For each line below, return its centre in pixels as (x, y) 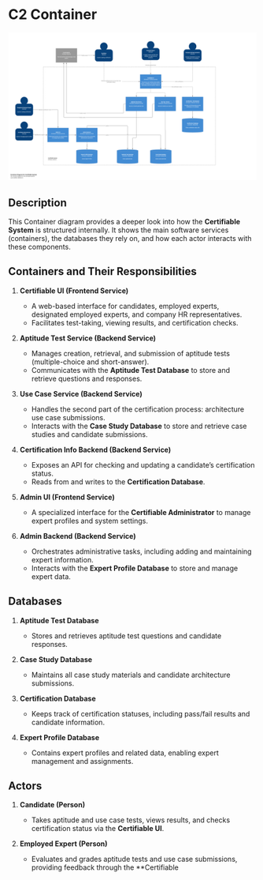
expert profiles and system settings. (89, 521)
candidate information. (68, 722)
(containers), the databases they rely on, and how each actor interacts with (130, 238)
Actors (25, 786)
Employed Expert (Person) (63, 844)
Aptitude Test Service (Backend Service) (87, 338)
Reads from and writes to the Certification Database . (118, 481)
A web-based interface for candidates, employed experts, (125, 306)
